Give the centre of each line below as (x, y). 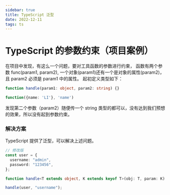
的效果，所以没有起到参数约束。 (39, 114)
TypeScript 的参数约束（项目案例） (79, 51)
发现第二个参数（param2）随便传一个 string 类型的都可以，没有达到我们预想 (85, 108)
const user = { (21, 155)
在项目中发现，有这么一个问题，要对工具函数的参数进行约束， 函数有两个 (82, 66)
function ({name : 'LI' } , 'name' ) (39, 98)
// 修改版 (15, 151)
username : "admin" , (31, 160)
